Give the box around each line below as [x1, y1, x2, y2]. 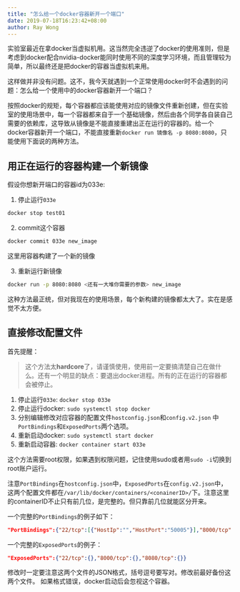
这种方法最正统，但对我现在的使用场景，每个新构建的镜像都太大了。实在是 [7, 294, 226, 303]
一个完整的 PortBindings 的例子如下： [7, 512, 115, 521]
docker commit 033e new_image [7, 238, 98, 245]
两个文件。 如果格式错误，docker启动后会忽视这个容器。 [7, 577, 174, 586]
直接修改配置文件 [7, 326, 83, 339]
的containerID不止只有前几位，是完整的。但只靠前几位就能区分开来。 [7, 497, 211, 506]
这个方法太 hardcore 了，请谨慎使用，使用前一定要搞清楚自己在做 [24, 362, 216, 371]
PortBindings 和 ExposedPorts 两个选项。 [17, 422, 133, 431]
